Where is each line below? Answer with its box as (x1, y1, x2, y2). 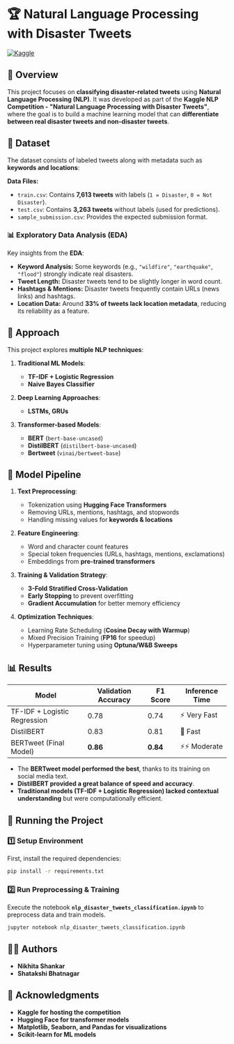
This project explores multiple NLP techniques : (7, 345, 144, 353)
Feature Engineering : (17, 529, 80, 537)
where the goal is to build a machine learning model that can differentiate (7, 109, 219, 118)
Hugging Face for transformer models (17, 1015, 130, 1024)
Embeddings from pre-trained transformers (27, 558, 155, 566)
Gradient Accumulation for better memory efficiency (27, 599, 181, 608)
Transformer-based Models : (17, 420, 101, 429)
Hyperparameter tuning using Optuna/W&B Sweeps (27, 641, 178, 650)
